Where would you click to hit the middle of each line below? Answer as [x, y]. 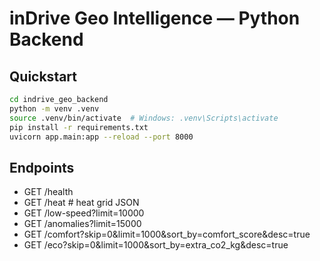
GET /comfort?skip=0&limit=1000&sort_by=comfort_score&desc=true [167, 234]
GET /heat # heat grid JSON [81, 203]
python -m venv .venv [54, 108]
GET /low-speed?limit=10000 [84, 213]
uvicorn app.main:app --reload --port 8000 [101, 137]
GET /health [48, 192]
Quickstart [43, 76]
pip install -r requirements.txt [79, 127]
